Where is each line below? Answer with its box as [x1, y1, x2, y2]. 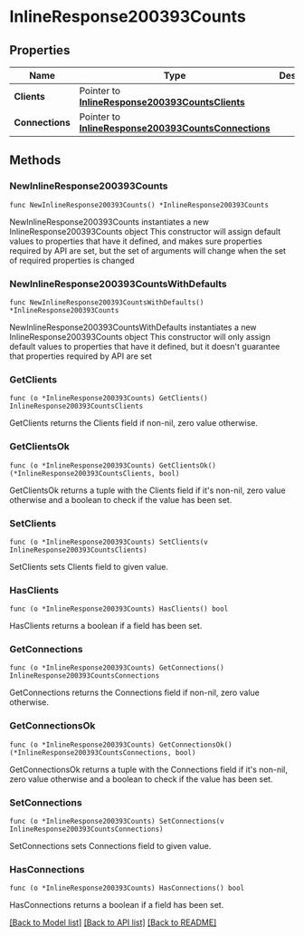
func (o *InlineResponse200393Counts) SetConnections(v [9, 817, 224, 826]
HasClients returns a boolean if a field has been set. [9, 621, 203, 632]
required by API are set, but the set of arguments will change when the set [9, 245, 287, 256]
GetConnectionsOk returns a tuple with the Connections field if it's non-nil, [9, 764, 288, 775]
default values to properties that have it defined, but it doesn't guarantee [9, 341, 280, 352]
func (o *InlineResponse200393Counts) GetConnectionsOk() [9, 740, 233, 749]
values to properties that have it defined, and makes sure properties [9, 236, 262, 246]
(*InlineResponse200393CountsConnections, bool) [9, 748, 196, 757]
